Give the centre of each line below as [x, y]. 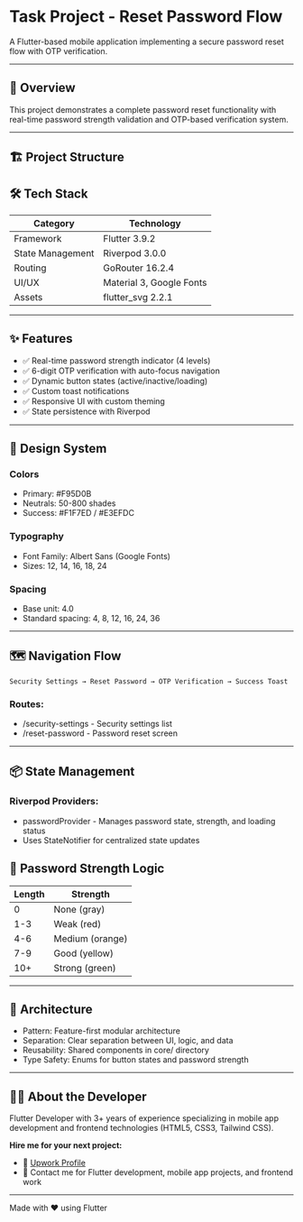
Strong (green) [85, 968]
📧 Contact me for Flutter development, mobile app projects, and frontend [158, 1172]
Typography [37, 537]
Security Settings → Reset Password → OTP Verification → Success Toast [149, 681]
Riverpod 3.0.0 [135, 253]
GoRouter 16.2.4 [138, 268]
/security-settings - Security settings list [97, 724]
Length [29, 894]
